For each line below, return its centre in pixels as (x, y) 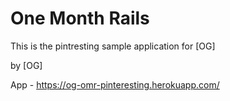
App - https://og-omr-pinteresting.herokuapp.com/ (115, 84)
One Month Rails (80, 18)
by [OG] (26, 65)
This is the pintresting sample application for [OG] (113, 46)
